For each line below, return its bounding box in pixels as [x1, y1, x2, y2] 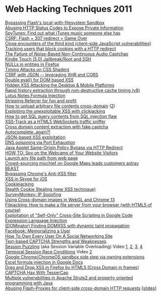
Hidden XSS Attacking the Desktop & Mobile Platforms [5, 82, 115, 88]
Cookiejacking [5, 181, 34, 187]
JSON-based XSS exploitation [5, 134, 66, 140]
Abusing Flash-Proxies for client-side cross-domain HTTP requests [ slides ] [5, 285, 157, 291]
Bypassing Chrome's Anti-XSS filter [5, 171, 77, 176]
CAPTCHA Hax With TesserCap [5, 270, 69, 275]
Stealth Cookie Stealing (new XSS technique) [5, 186, 96, 192]
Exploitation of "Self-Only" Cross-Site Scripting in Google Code [5, 212, 133, 218]
